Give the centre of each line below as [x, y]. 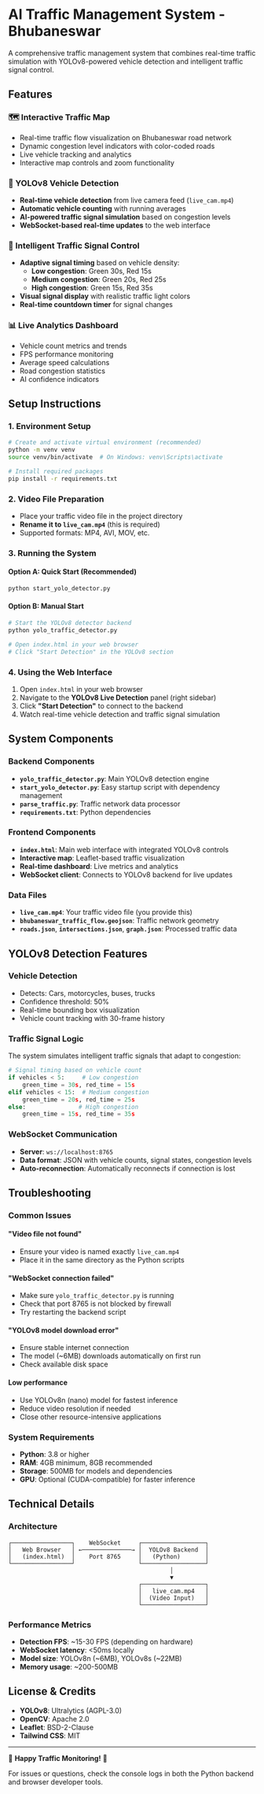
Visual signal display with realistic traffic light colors [105, 296]
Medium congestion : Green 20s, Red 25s [99, 279]
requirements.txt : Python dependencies [85, 812]
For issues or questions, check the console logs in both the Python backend [131, 1774]
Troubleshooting [50, 1193]
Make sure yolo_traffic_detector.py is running [97, 1296]
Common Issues [40, 1215]
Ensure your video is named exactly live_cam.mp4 [99, 1252]
